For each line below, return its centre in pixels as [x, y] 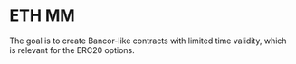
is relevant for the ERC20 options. [72, 50]
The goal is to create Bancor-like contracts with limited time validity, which [148, 41]
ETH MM [42, 16]
